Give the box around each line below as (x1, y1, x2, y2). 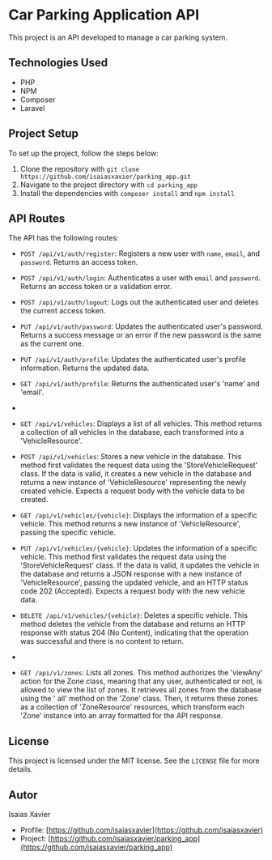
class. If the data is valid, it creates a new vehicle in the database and (19, 469, 252, 479)
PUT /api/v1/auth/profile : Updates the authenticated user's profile (19, 355, 247, 364)
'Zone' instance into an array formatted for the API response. (19, 711, 223, 721)
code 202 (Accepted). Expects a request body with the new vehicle (19, 586, 245, 596)
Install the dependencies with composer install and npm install (19, 188, 235, 198)
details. (8, 764, 33, 774)
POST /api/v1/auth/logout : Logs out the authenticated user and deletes (19, 297, 259, 307)
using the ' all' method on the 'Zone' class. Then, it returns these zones (19, 694, 258, 704)
